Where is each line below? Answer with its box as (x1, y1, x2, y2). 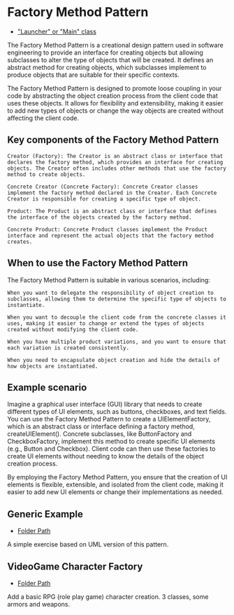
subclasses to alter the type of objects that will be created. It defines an (7, 55, 214, 64)
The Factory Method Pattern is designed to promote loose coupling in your (7, 84, 222, 92)
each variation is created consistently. (7, 344, 130, 352)
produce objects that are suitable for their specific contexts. (7, 71, 180, 79)
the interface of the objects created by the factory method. (7, 214, 192, 221)
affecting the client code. (7, 113, 80, 122)
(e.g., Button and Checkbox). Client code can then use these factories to (7, 444, 216, 453)
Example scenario (7, 382, 87, 393)
